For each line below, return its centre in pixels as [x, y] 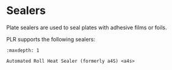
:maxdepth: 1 [23, 50]
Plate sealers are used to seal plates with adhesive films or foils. [87, 27]
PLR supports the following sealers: [51, 39]
